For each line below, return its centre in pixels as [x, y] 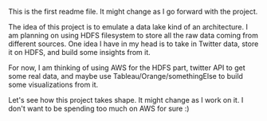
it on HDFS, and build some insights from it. [80, 52]
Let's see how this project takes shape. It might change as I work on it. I [126, 100]
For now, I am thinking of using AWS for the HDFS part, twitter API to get [127, 68]
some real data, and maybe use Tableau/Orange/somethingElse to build [126, 76]
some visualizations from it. [53, 84]
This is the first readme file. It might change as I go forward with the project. [133, 12]
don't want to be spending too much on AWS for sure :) [99, 108]
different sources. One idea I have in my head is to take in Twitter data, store [133, 44]
